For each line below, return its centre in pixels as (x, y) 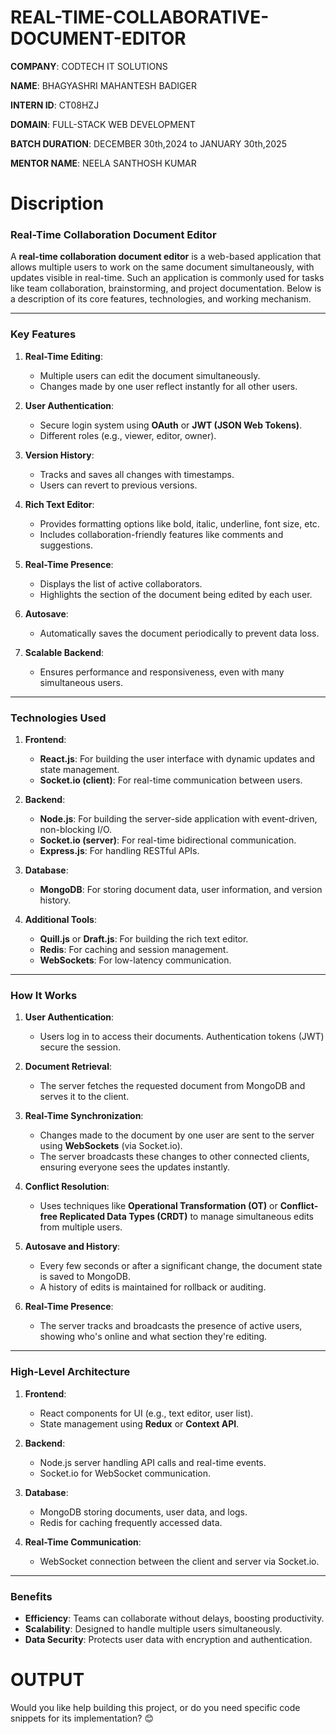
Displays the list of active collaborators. (121, 583)
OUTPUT (47, 1680)
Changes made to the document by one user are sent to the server (177, 1135)
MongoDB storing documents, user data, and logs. (143, 1512)
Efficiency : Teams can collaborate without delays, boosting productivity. (174, 1618)
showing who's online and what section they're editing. (153, 1337)
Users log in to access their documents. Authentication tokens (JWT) (182, 1037)
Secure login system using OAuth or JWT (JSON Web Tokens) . (171, 425)
